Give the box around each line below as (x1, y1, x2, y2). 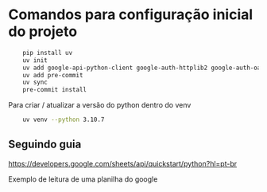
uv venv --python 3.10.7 (22, 116, 105, 124)
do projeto (8, 22, 78, 41)
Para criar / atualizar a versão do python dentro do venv (8, 100, 192, 110)
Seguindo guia (8, 138, 82, 151)
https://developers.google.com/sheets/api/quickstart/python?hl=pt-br (8, 159, 238, 168)
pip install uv (22, 49, 73, 57)
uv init (22, 56, 48, 65)
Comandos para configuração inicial (8, 6, 253, 24)
